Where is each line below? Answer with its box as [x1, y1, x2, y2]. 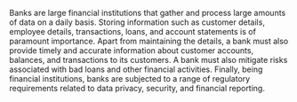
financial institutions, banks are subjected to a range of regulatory [9, 74, 251, 83]
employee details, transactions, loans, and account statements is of [9, 27, 256, 36]
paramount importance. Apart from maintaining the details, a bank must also [9, 35, 289, 46]
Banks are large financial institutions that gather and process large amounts [9, 8, 286, 18]
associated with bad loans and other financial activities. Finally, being [9, 64, 263, 75]
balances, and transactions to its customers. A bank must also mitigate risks [9, 55, 288, 65]
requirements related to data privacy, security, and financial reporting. [9, 83, 265, 93]
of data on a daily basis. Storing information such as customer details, [9, 17, 265, 27]
